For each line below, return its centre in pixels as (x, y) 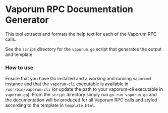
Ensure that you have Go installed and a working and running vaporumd (78, 79)
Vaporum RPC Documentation (69, 9)
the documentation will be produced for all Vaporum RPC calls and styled (81, 100)
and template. (19, 54)
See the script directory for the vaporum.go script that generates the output (83, 49)
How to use (19, 68)
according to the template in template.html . (50, 105)
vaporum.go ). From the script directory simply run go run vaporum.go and (81, 95)
